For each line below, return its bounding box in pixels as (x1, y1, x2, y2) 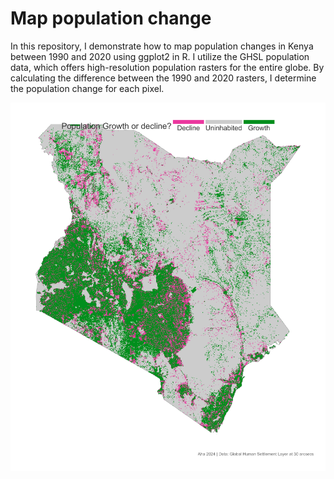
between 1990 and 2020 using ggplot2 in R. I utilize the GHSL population (10, 50, 310, 62)
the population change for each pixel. (10, 82, 165, 94)
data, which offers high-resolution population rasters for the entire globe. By (10, 61, 325, 73)
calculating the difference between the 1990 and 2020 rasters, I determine (10, 72, 317, 84)
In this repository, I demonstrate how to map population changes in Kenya (10, 40, 314, 52)
